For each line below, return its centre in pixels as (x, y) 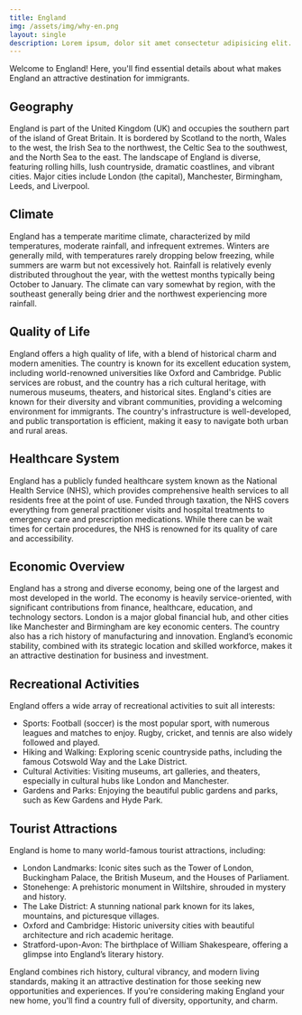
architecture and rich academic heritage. (98, 935)
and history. (45, 897)
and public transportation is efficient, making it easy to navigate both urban (149, 420)
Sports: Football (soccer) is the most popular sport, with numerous (146, 723)
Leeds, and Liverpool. (50, 186)
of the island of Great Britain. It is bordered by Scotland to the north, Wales (148, 138)
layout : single (38, 34)
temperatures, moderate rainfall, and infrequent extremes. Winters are (140, 246)
